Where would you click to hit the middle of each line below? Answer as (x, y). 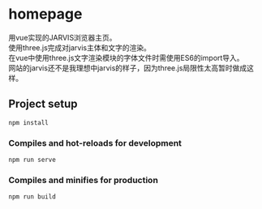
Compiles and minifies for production (83, 180)
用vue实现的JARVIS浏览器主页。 (62, 37)
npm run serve (32, 160)
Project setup (43, 104)
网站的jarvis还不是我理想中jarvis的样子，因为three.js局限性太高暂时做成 (128, 68)
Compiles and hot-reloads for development (95, 143)
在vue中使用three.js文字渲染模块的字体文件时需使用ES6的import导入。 (127, 58)
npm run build (32, 197)
